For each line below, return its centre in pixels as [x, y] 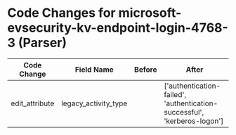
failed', [175, 94]
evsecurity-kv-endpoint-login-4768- [118, 28]
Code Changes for [61, 13]
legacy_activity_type [94, 103]
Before [146, 70]
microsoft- [150, 13]
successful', [184, 112]
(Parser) [42, 43]
